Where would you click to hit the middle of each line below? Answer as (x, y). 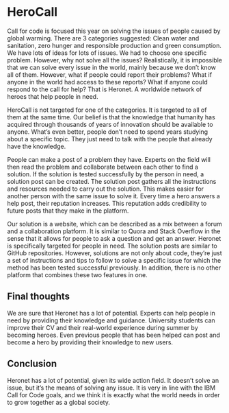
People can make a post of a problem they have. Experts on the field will (109, 159)
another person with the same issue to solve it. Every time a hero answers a (113, 196)
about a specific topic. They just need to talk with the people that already (110, 139)
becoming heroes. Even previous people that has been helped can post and (113, 335)
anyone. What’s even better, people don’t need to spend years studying (108, 132)
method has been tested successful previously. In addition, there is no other (114, 268)
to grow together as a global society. (59, 402)
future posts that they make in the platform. (68, 211)
